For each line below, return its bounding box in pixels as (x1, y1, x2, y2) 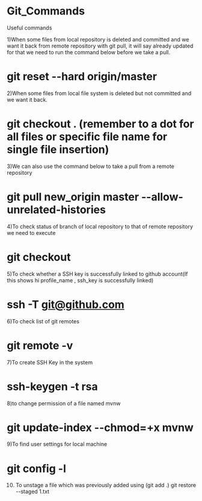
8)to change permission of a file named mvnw (7, 399, 121, 407)
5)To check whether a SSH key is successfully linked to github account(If (7, 270, 188, 278)
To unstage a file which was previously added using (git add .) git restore (15, 482, 197, 489)
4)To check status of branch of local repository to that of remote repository (7, 223, 194, 230)
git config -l (7, 462, 67, 475)
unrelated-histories (7, 203, 106, 216)
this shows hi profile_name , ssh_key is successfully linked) (7, 276, 154, 284)
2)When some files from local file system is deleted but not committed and (7, 89, 192, 97)
